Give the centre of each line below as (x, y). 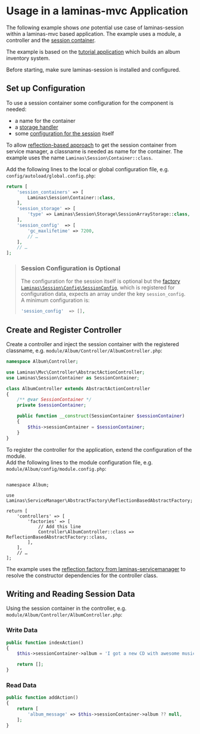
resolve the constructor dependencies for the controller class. (82, 575)
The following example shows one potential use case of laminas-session (95, 27)
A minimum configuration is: (55, 300)
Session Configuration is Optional (71, 269)
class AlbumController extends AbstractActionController (78, 388)
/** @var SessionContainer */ (54, 400)
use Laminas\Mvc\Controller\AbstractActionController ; (76, 372)
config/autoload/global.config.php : (51, 175)
